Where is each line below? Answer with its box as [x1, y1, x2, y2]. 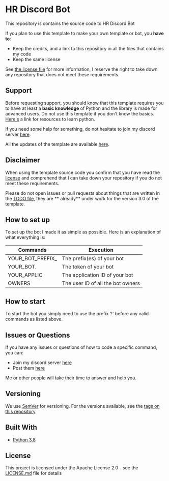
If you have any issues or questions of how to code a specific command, [5, 344, 157, 350]
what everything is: [5, 234, 46, 240]
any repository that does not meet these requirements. [5, 71, 120, 77]
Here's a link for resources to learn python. [5, 116, 95, 122]
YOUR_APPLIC [8, 272, 43, 279]
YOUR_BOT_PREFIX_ [8, 255, 58, 262]
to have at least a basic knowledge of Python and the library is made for [5, 105, 157, 111]
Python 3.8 [12, 436, 36, 443]
